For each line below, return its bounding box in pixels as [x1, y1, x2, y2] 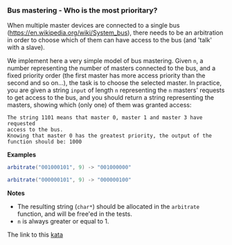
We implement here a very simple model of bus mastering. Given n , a [7, 57, 204, 65]
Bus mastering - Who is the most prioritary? [7, 6, 158, 15]
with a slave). [7, 44, 45, 52]
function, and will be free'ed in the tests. [17, 210, 133, 218]
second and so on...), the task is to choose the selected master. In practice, [7, 79, 222, 87]
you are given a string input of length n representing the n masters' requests [7, 86, 225, 95]
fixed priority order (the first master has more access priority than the [7, 71, 206, 80]
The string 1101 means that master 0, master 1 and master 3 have [7, 114, 203, 121]
